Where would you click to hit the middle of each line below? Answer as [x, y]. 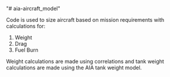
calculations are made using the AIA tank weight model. [74, 68]
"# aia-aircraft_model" [33, 9]
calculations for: [26, 26]
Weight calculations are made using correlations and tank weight [85, 61]
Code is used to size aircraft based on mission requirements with [85, 20]
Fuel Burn [26, 50]
